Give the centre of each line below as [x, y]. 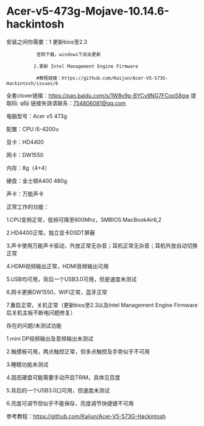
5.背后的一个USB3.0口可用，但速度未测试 [58, 390]
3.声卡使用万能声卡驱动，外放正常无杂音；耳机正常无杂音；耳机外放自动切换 [102, 246]
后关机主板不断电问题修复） [41, 313]
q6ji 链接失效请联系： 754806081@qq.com [73, 103]
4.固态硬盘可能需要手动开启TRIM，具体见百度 [63, 377]
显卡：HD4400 [25, 142]
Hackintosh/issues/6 [33, 83]
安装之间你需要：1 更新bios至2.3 [47, 41]
